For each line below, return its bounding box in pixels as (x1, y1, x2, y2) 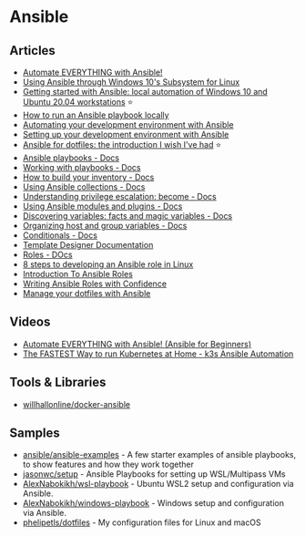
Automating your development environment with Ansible (22, 119, 234, 129)
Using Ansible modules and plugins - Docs (22, 201, 183, 212)
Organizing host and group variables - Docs (22, 221, 188, 231)
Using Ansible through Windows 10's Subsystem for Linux (22, 77, 240, 88)
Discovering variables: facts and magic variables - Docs (22, 211, 233, 221)
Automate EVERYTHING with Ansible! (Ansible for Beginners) (22, 338, 252, 349)
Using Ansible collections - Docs (22, 181, 146, 192)
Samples (9, 426, 61, 441)
